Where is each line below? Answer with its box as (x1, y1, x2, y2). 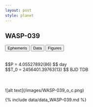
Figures (47, 45, 62, 51)
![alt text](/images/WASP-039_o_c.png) (5, 87, 84, 93)
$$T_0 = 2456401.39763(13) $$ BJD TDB (5, 66, 89, 73)
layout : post (5, 8, 32, 13)
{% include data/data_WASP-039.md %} (5, 97, 87, 103)
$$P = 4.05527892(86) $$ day (5, 62, 67, 67)
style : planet (5, 13, 34, 18)
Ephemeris (7, 45, 27, 51)
